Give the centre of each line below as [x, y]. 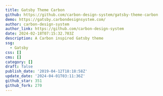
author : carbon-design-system [37, 24]
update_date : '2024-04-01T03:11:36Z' [45, 76]
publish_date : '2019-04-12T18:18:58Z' [46, 72]
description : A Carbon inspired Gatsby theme [54, 39]
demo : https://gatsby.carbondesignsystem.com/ [56, 19]
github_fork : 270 [24, 85]
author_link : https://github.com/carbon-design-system [65, 29]
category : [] [19, 62]
